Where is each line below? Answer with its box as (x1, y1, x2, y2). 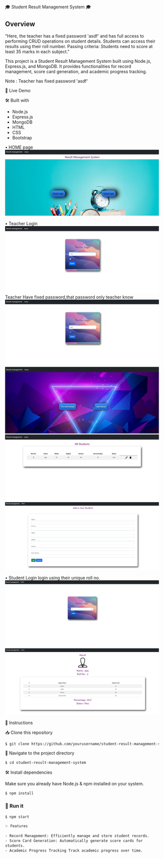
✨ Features (5, 824, 28, 829)
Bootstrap (12, 134, 32, 141)
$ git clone (5, 741, 29, 746)
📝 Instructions (5, 720, 33, 726)
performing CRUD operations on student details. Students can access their (5, 38, 156, 44)
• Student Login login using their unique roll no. (5, 575, 100, 581)
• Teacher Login (5, 220, 38, 227)
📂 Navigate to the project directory (5, 750, 75, 756)
